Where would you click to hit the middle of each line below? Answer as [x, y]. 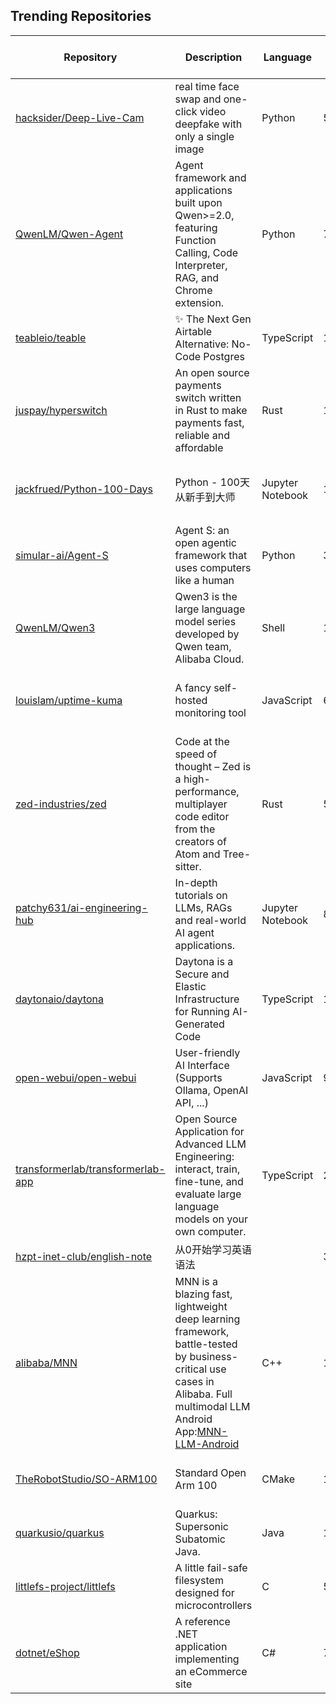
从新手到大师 [205, 497]
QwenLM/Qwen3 [55, 627]
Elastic [190, 986]
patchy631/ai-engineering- [81, 907]
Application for [209, 1131]
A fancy [193, 687]
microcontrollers [213, 1605]
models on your [211, 1219]
